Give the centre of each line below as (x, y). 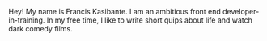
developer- (241, 12)
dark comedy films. (40, 29)
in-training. (27, 20)
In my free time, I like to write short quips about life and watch (150, 20)
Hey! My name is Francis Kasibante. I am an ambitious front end (114, 12)
